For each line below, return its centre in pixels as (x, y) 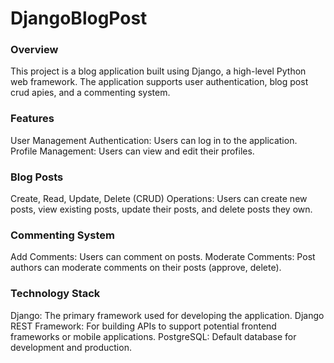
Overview (34, 50)
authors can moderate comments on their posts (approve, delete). (146, 268)
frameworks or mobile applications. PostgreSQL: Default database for (153, 336)
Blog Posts (37, 177)
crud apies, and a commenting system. (90, 93)
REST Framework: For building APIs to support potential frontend (143, 326)
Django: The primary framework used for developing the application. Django (167, 315)
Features (32, 119)
